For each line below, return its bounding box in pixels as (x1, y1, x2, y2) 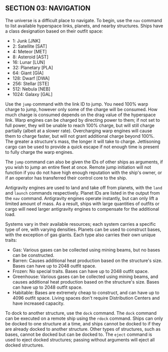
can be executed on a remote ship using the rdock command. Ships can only (5, 315, 163, 321)
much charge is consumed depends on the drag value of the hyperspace (5, 112, 156, 118)
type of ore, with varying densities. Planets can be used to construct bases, (5, 226, 161, 232)
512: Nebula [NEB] (12, 85, 51, 92)
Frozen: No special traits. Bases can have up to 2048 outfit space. (12, 268, 149, 274)
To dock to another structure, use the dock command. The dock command (5, 310, 157, 316)
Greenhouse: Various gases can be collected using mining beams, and (12, 274, 158, 280)
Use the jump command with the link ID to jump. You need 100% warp (5, 101, 148, 107)
